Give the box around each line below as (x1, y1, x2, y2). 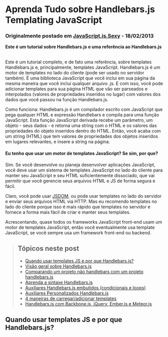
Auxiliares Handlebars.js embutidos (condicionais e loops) (25, 284, 146, 290)
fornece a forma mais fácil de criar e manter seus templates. (5, 209, 131, 215)
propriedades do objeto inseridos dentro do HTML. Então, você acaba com (5, 128, 161, 134)
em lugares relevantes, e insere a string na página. (5, 139, 110, 145)
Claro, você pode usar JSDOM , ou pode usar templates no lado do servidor (5, 193, 162, 199)
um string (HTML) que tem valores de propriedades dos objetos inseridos (5, 133, 158, 140)
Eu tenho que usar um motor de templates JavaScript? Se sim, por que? (5, 150, 158, 156)
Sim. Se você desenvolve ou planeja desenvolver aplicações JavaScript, (5, 161, 155, 167)
